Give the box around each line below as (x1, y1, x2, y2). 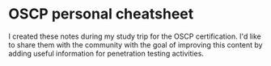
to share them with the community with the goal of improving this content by (8, 39, 263, 49)
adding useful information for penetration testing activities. (8, 48, 205, 58)
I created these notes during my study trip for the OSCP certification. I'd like (8, 31, 261, 41)
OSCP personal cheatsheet (8, 5, 194, 23)
